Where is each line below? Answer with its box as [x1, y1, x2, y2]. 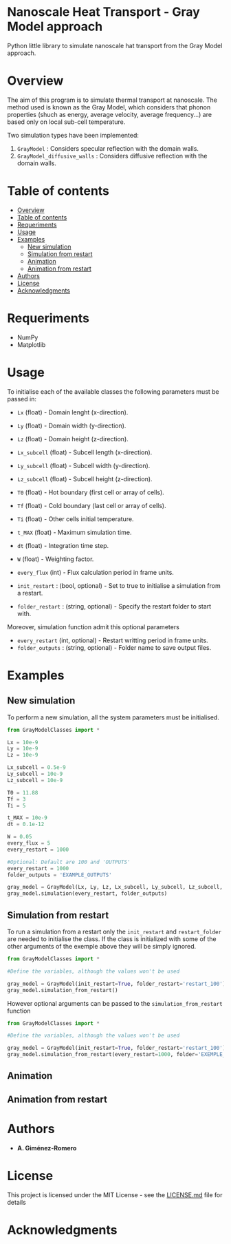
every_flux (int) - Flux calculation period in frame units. [16, 568, 174, 576]
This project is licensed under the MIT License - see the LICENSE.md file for [7, 1190, 223, 1199]
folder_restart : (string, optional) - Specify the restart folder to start [16, 602, 212, 610]
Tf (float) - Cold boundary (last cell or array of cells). [16, 501, 166, 509]
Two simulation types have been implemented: [7, 131, 140, 139]
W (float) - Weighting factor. [16, 555, 94, 563]
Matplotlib [16, 340, 46, 348]
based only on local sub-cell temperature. [7, 118, 126, 126]
